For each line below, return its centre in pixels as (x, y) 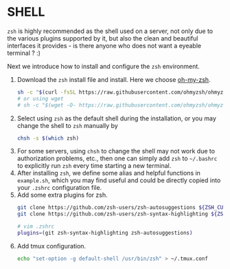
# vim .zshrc (36, 227)
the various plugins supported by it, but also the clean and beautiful (103, 38)
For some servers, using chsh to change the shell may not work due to (116, 151)
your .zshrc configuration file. (59, 188)
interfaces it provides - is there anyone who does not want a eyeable (104, 45)
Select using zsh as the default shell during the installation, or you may (116, 118)
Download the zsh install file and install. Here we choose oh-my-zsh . (114, 79)
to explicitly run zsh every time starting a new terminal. (94, 166)
